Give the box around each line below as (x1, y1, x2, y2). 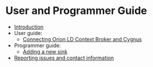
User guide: (13, 29, 42, 36)
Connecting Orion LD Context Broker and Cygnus (22, 36, 142, 43)
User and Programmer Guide (5, 4, 148, 17)
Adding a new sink (22, 48, 68, 55)
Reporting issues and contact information (13, 54, 114, 61)
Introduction (13, 23, 44, 30)
